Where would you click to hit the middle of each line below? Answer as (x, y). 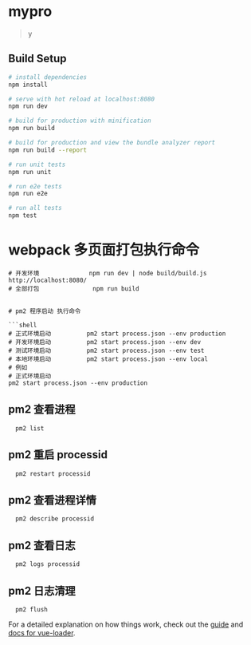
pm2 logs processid (48, 564)
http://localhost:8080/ (48, 280)
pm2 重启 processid (58, 455)
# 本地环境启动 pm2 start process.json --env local (108, 359)
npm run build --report (48, 150)
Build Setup (37, 59)
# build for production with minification (80, 121)
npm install (28, 85)
